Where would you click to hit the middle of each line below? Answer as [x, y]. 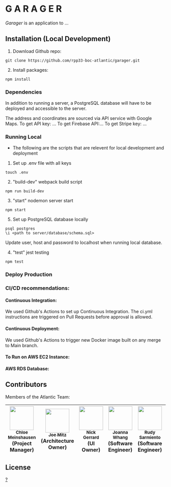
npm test [15, 262]
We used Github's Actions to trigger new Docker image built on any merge [83, 340]
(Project [22, 443]
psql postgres [20, 229]
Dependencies [24, 92]
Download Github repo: [37, 51]
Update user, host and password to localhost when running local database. [84, 242]
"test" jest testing [31, 253]
